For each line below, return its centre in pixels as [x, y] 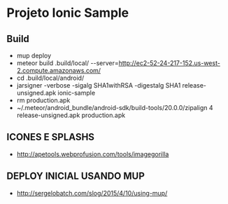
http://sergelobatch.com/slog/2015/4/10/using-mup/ [92, 193]
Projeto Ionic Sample [68, 13]
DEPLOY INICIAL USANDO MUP [76, 176]
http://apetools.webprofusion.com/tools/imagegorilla [93, 154]
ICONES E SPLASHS [51, 137]
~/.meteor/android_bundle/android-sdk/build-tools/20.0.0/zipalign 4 [115, 108]
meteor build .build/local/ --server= [68, 63]
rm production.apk [43, 100]
